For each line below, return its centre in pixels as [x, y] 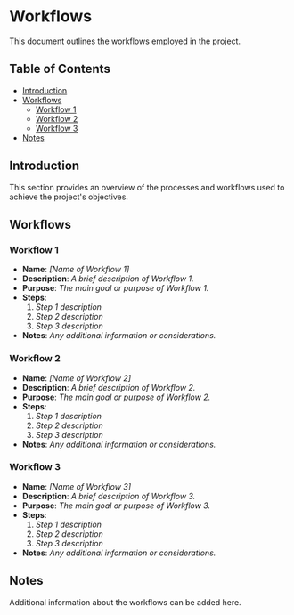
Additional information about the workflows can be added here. [126, 602]
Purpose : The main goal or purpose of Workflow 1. [115, 288]
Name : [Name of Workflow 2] [77, 378]
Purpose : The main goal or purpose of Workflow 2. [116, 397]
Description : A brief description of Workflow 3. [109, 496]
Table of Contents [60, 69]
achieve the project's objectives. [69, 197]
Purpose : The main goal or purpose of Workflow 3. [116, 506]
